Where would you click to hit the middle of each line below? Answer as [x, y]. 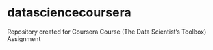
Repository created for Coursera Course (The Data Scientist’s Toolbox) [107, 32]
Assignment [24, 38]
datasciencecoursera [69, 13]
